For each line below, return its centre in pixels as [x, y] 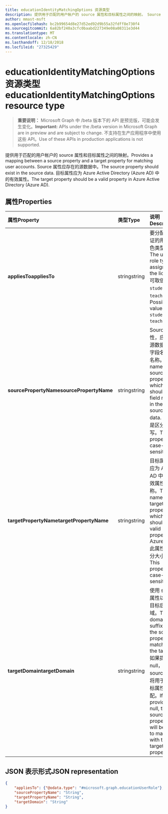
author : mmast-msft [25, 19]
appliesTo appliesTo [31, 277]
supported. [29, 145]
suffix [156, 626]
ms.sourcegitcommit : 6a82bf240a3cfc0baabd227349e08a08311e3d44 [72, 29]
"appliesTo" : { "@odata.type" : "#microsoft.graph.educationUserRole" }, [89, 788]
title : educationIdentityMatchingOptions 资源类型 [57, 10]
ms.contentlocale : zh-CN [31, 38]
